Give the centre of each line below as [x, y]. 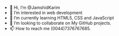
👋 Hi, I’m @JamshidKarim [35, 8]
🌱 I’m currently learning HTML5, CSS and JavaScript [62, 18]
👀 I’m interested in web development [46, 13]
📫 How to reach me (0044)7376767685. [50, 28]
